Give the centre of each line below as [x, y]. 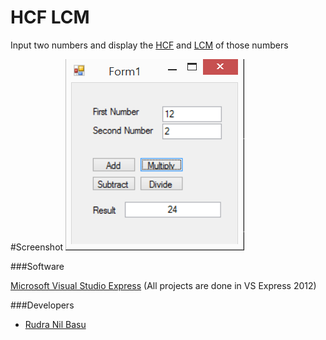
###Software [37, 266]
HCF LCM [50, 17]
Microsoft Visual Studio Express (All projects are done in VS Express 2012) [163, 285]
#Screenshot [37, 247]
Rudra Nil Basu [55, 324]
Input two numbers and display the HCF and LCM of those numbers [149, 45]
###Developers [42, 305]
